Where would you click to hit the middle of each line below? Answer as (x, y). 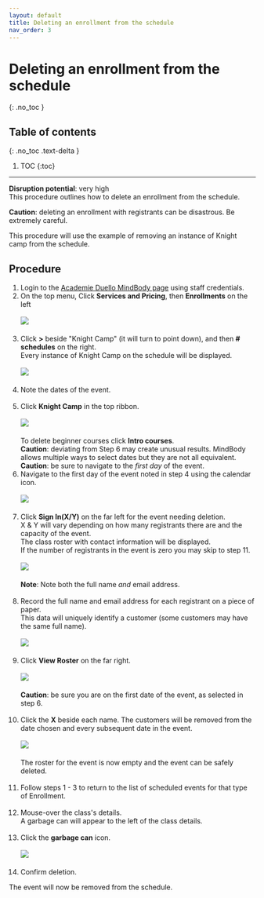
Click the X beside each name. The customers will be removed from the (136, 720)
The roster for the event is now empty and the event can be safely (127, 762)
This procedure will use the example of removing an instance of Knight (123, 235)
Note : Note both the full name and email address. (100, 584)
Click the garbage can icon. (65, 838)
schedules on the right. (58, 347)
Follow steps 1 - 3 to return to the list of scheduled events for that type (134, 787)
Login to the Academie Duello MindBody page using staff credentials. (132, 287)
